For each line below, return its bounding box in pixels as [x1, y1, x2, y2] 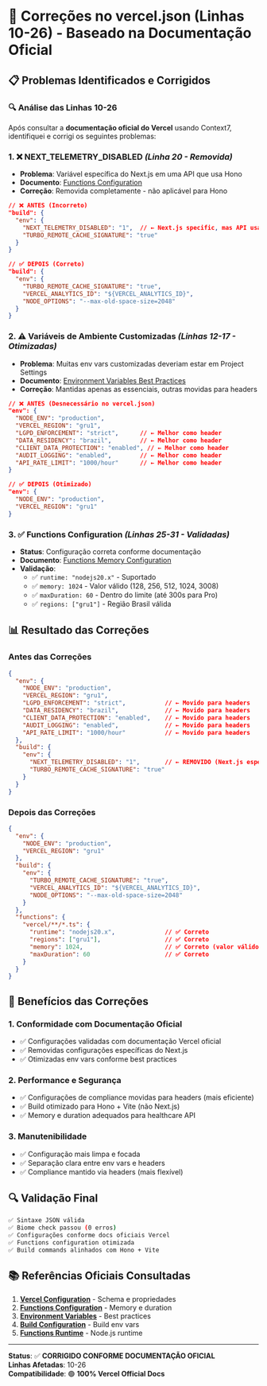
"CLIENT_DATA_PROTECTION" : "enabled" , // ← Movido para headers [22, 713, 250, 722]
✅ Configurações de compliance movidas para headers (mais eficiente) [19, 1093, 254, 1102]
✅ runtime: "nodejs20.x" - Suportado [31, 573, 157, 582]
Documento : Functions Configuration [19, 178, 143, 188]
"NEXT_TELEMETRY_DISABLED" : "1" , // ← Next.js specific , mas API [22, 223, 247, 231]
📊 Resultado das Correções [8, 623, 149, 637]
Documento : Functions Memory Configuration [19, 556, 172, 565]
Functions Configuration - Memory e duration [19, 1303, 172, 1312]
